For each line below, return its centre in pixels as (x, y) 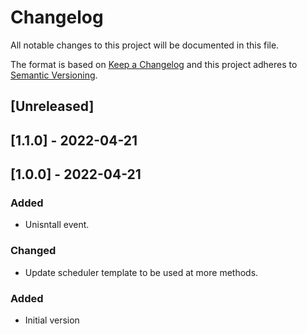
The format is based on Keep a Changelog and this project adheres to (154, 64)
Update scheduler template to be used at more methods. (141, 272)
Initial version (52, 320)
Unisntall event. (57, 225)
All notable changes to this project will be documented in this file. (145, 45)
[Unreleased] (52, 106)
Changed (33, 251)
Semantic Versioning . (54, 75)
